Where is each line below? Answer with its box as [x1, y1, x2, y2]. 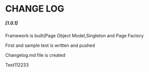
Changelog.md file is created [5, 52, 66, 58]
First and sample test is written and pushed [5, 42, 95, 48]
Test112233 [5, 62, 29, 68]
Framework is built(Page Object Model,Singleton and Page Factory [5, 33, 144, 39]
